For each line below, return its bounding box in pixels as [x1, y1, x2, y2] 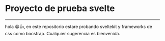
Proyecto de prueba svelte [5, 3, 115, 14]
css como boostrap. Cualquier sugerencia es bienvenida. [5, 30, 120, 36]
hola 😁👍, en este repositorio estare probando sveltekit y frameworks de [5, 24, 152, 29]
